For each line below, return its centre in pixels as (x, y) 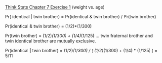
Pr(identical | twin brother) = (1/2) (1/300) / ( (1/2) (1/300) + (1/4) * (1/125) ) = (81, 50)
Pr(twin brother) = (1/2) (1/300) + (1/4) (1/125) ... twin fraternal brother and (79, 36)
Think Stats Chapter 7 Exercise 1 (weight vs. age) (55, 7)
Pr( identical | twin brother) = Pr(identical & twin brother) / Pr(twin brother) (81, 16)
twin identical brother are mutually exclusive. (51, 41)
